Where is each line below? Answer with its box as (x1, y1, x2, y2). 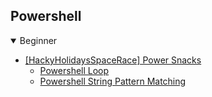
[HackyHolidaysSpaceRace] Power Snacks (24, 54, 202, 66)
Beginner (19, 34, 58, 46)
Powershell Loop (39, 64, 110, 76)
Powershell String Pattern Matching (39, 75, 187, 87)
